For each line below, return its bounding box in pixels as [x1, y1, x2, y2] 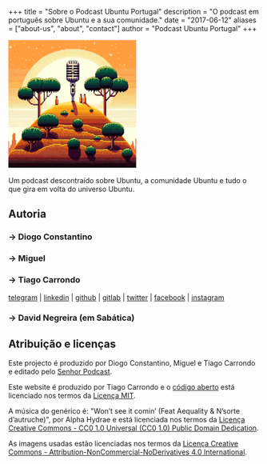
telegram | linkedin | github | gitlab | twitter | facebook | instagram [8, 292, 225, 302]
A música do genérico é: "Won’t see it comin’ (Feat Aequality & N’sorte [8, 406, 241, 416]
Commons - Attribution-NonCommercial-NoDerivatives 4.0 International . [8, 447, 248, 457]
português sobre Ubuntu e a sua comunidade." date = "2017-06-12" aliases [8, 15, 257, 25]
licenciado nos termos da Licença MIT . [8, 391, 136, 401]
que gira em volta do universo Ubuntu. [8, 184, 135, 194]
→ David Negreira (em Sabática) [8, 312, 135, 323]
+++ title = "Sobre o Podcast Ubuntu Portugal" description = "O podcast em [8, 7, 260, 16]
